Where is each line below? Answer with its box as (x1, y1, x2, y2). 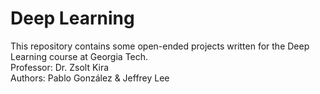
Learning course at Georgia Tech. (10, 50, 149, 62)
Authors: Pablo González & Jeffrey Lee (10, 72, 170, 84)
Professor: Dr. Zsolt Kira (10, 61, 110, 73)
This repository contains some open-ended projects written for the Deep (10, 40, 310, 52)
